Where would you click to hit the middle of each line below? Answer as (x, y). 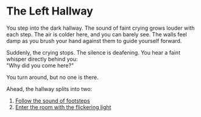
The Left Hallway (50, 11)
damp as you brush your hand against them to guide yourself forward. (94, 41)
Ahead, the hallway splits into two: (49, 89)
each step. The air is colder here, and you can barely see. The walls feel (97, 34)
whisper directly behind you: (42, 59)
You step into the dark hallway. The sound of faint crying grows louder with (100, 28)
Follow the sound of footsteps (52, 101)
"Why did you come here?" (40, 65)
